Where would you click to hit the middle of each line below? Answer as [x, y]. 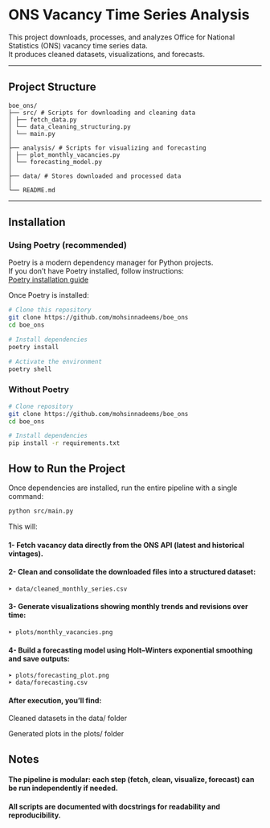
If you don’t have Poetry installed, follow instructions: [96, 271]
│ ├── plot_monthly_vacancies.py [64, 154]
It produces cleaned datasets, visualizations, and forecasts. [107, 54]
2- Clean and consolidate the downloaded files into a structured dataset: [132, 572]
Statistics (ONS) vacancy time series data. [78, 45]
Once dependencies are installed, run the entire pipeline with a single [123, 488]
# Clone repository [41, 406]
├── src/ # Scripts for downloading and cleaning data [102, 113]
